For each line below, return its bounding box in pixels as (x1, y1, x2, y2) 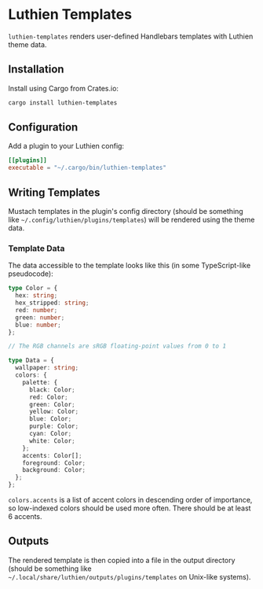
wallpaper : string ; (15, 364, 79, 372)
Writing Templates (8, 186, 100, 199)
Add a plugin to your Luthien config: (8, 142, 124, 151)
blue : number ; (15, 321, 61, 329)
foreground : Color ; (22, 458, 86, 467)
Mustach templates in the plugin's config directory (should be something (8, 207, 243, 215)
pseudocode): (8, 269, 53, 278)
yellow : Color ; (28, 407, 79, 416)
